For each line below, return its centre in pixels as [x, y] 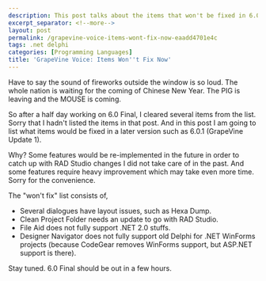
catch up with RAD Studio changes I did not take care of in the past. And [126, 163]
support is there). [48, 253]
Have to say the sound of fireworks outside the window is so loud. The [123, 82]
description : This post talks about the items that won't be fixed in [127, 15]
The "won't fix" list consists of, [58, 196]
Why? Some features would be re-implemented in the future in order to [124, 154]
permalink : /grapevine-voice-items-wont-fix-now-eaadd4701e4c [113, 38]
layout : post [30, 30]
